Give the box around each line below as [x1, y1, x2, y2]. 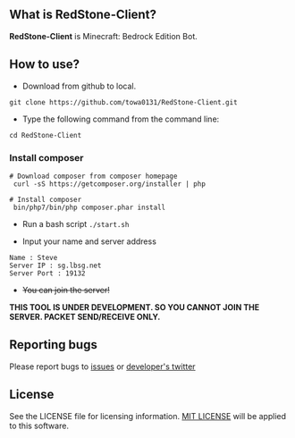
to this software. [9, 420, 70, 431]
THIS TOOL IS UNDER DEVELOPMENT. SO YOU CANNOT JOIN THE [9, 301, 260, 312]
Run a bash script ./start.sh [21, 218, 130, 229]
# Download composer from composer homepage [9, 172, 178, 181]
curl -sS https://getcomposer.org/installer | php [13, 179, 206, 189]
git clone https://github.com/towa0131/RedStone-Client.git [9, 97, 239, 106]
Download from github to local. [21, 80, 137, 91]
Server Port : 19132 [9, 268, 87, 278]
